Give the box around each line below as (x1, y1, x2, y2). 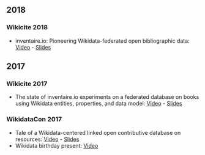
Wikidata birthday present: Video (15, 142, 99, 149)
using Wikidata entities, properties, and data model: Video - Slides (15, 100, 182, 107)
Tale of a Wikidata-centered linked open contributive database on (15, 129, 181, 136)
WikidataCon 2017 (6, 115, 62, 124)
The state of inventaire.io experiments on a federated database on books (15, 93, 199, 101)
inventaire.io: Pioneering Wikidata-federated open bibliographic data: (15, 37, 190, 45)
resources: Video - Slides (15, 135, 80, 143)
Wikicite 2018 (6, 23, 48, 32)
